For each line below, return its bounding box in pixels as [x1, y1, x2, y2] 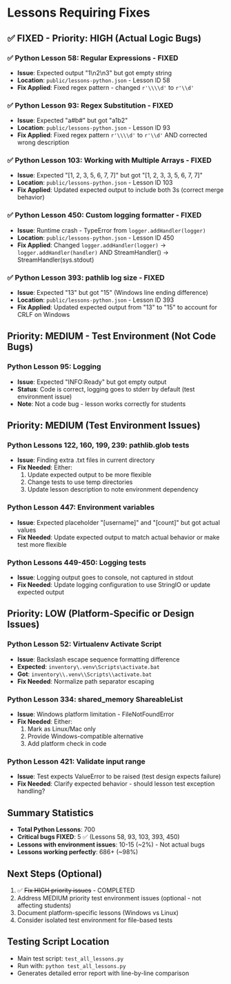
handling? [17, 787, 46, 795]
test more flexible [17, 540, 67, 548]
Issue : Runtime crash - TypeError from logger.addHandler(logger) [17, 226, 206, 234]
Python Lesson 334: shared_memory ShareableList [7, 694, 183, 704]
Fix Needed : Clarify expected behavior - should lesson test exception [17, 780, 215, 788]
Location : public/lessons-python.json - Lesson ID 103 [17, 178, 173, 187]
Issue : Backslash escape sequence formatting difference [17, 655, 180, 664]
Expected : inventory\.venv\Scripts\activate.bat [17, 662, 160, 671]
